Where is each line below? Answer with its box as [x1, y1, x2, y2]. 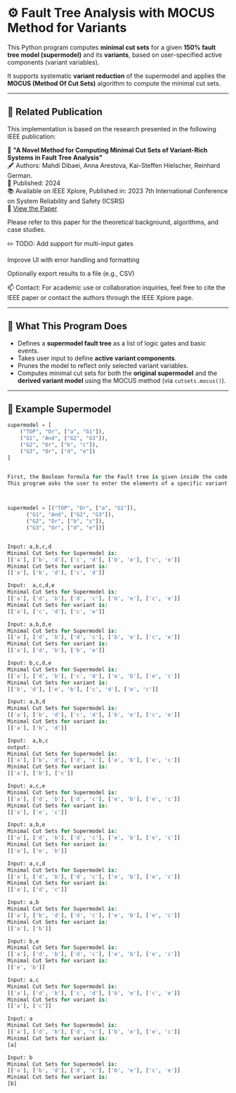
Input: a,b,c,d [7, 543, 52, 550]
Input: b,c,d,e [7, 660, 52, 667]
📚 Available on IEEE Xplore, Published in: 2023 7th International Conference [7, 186, 228, 195]
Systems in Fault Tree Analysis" [7, 153, 103, 162]
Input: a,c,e [7, 783, 46, 790]
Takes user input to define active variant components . [17, 353, 177, 362]
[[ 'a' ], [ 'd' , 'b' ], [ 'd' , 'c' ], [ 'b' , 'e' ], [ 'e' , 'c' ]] [7, 1028, 181, 1035]
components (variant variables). [7, 58, 100, 66]
